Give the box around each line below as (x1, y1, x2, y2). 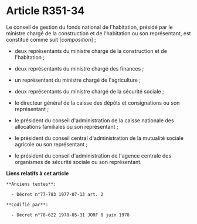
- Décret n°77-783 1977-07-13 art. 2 (11, 191, 104, 198)
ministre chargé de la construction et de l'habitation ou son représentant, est (6, 29, 191, 36)
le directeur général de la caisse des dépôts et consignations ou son (14, 99, 180, 106)
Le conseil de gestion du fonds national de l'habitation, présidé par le (6, 24, 173, 31)
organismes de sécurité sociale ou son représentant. (14, 158, 142, 165)
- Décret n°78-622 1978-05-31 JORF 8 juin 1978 (11, 212, 130, 218)
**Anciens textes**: (6, 181, 57, 187)
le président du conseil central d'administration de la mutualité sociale (14, 134, 184, 142)
